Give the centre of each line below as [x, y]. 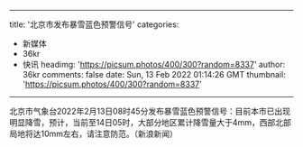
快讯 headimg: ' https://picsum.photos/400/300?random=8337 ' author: [154, 64]
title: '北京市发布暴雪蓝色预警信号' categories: [94, 24]
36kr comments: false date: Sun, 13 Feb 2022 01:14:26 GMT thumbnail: [154, 74]
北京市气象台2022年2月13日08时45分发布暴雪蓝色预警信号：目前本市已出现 [150, 111]
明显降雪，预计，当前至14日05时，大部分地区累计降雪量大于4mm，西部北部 [150, 122]
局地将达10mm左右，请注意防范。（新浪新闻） [94, 133]
